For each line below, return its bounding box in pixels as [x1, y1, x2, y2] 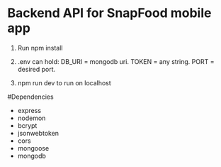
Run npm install [17, 43, 63, 52]
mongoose [17, 144, 50, 152]
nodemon [17, 114, 46, 122]
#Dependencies [7, 92, 55, 101]
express [17, 106, 41, 114]
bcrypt [17, 121, 38, 129]
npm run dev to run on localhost [17, 78, 111, 87]
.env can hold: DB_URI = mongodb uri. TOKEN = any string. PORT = [17, 57, 215, 65]
